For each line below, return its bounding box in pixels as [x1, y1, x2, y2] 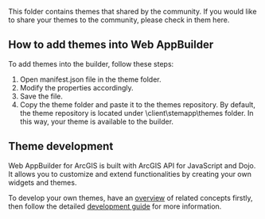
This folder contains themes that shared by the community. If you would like [8, 7, 257, 16]
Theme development [8, 140, 114, 153]
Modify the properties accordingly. [19, 83, 134, 92]
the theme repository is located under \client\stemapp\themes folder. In [19, 108, 254, 117]
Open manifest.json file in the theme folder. [19, 75, 162, 84]
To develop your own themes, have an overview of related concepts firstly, [8, 193, 253, 202]
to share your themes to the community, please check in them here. [8, 15, 230, 25]
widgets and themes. [8, 178, 77, 187]
